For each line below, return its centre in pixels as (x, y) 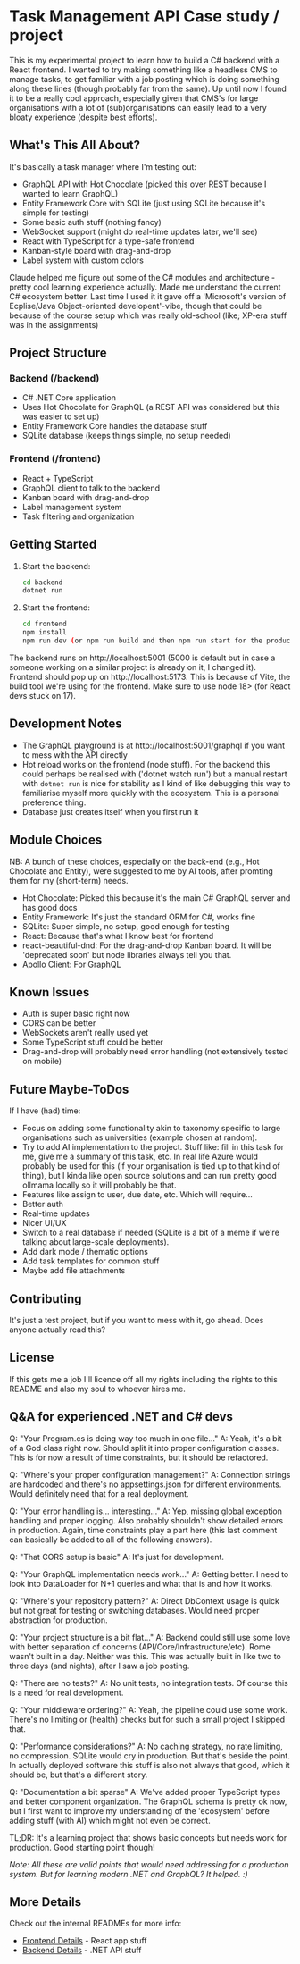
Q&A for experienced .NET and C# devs (121, 1417)
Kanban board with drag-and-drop (86, 497)
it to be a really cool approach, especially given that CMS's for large (134, 98)
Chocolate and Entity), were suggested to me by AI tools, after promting (142, 871)
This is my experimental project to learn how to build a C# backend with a (145, 60)
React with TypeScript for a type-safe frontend (108, 241)
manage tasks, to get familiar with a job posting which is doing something (144, 79)
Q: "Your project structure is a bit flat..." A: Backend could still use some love (150, 1637)
